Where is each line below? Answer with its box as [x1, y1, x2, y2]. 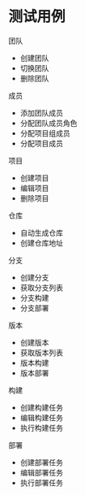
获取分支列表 [19, 282, 63, 293]
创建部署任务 [19, 457, 63, 467]
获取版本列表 [19, 347, 63, 358]
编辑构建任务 [19, 412, 63, 423]
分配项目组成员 [19, 128, 70, 138]
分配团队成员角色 [19, 118, 78, 128]
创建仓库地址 [19, 237, 63, 248]
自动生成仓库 [19, 228, 63, 237]
